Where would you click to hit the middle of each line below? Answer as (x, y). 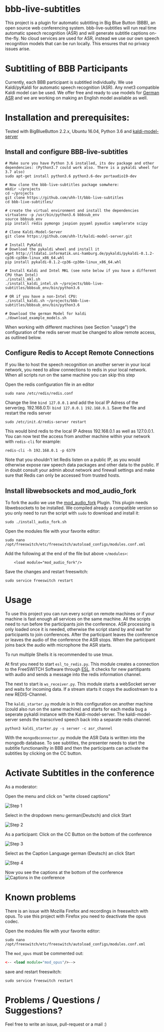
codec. (12, 922)
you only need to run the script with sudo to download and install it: (72, 513)
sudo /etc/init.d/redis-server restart (46, 422)
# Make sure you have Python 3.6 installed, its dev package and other (80, 163)
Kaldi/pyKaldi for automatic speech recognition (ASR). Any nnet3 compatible (82, 87)
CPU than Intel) (22, 275)
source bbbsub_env (24, 219)
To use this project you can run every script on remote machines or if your (80, 614)
